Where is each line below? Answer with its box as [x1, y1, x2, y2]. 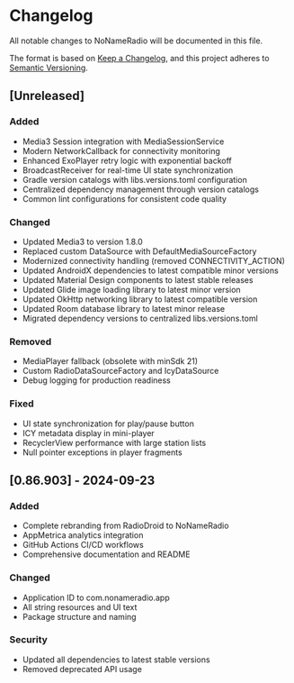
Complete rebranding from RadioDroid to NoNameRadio [22, 520, 229, 532]
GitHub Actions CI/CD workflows [22, 540, 144, 551]
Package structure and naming [22, 611, 137, 622]
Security [9, 633, 48, 646]
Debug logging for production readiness [22, 375, 171, 386]
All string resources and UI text [22, 601, 138, 613]
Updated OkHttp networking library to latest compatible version [22, 294, 258, 305]
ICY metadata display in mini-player [22, 427, 155, 438]
